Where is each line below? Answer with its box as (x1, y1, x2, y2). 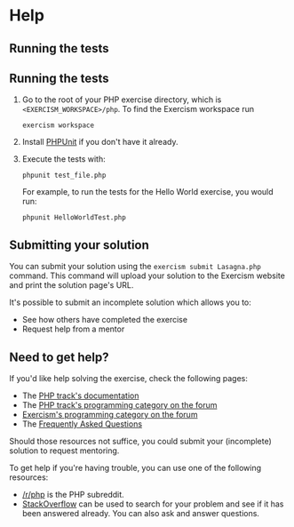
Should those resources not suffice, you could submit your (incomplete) (9, 436, 273, 447)
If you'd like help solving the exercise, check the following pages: (9, 373, 249, 384)
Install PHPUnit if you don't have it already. (21, 137, 179, 148)
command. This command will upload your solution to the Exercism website (9, 270, 286, 281)
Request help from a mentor (21, 323, 125, 334)
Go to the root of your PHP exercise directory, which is (21, 94, 222, 105)
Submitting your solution (9, 237, 149, 252)
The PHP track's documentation (21, 390, 139, 401)
